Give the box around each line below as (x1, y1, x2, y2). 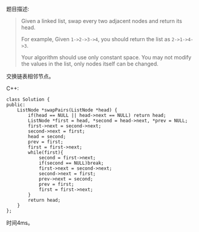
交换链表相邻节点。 (6, 73, 54, 80)
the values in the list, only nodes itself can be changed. (21, 60, 159, 67)
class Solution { (6, 96, 50, 102)
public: (6, 102, 26, 108)
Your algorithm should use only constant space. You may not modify (21, 54, 192, 61)
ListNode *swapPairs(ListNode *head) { (17, 107, 118, 113)
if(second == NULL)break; (38, 160, 104, 166)
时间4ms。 (6, 219, 33, 226)
